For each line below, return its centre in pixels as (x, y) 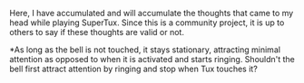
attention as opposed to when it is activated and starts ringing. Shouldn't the (152, 59)
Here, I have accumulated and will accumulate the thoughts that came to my (152, 13)
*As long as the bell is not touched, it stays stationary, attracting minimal (145, 50)
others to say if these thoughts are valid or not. (97, 32)
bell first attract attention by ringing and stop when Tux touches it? (134, 69)
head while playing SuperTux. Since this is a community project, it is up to (147, 23)
